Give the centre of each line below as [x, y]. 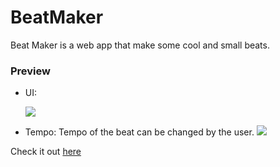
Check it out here [46, 152]
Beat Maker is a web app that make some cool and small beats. [140, 45]
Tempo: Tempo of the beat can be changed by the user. [139, 132]
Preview [30, 71]
